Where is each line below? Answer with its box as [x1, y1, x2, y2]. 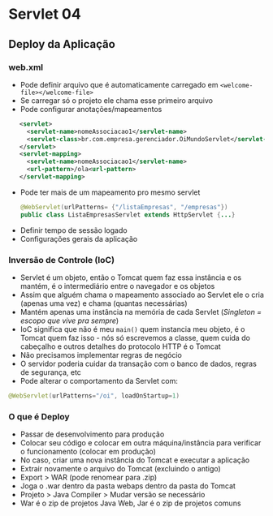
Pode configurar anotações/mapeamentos [19, 104, 162, 114]
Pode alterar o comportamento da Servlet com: [19, 376, 179, 385]
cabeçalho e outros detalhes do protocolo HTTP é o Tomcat [19, 342, 221, 351]
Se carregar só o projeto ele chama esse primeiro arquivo [19, 95, 214, 105]
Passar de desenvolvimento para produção [19, 429, 165, 439]
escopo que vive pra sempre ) [19, 316, 119, 325]
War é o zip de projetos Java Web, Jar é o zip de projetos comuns [19, 498, 241, 508]
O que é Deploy [8, 411, 71, 422]
